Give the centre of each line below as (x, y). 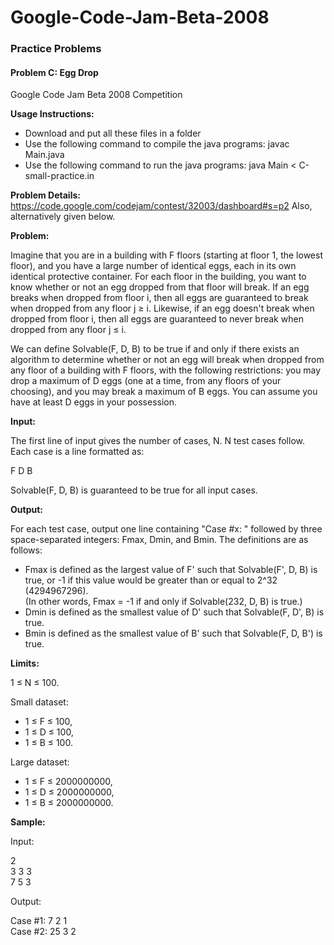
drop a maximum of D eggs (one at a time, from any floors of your (146, 381)
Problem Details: (45, 195)
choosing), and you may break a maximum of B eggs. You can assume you (164, 392)
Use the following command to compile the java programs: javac (157, 144)
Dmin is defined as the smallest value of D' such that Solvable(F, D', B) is (174, 612)
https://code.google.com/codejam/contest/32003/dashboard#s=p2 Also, (161, 206)
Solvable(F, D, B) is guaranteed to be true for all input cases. (134, 490)
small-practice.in (59, 176)
